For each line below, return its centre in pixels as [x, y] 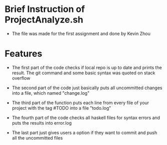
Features [23, 54]
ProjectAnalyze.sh [44, 20]
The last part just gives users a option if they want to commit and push [84, 133]
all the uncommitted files [37, 138]
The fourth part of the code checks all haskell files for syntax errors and [86, 118]
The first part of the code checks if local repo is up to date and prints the [87, 67]
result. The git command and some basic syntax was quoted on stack [83, 73]
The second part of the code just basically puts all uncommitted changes [87, 88]
